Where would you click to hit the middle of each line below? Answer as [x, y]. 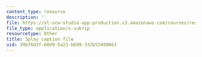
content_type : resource [36, 12]
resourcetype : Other [32, 34]
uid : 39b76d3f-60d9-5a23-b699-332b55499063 [62, 45]
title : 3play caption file [40, 39]
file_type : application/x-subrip [48, 28]
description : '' [26, 17]
